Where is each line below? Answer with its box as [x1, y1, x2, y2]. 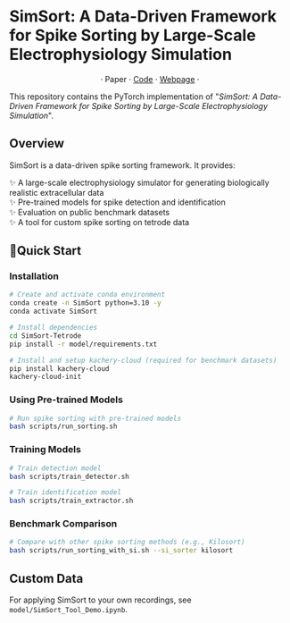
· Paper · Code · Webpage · [100, 73, 200, 84]
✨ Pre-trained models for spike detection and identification [9, 197, 226, 207]
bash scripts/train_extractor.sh [9, 496, 134, 506]
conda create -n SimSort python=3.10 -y [9, 299, 162, 307]
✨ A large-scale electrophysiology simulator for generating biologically [9, 177, 269, 188]
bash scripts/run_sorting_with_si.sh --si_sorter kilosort [9, 546, 234, 555]
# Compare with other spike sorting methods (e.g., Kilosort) [9, 538, 245, 547]
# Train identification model [9, 488, 122, 497]
